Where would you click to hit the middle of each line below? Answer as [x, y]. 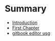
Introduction [25, 22]
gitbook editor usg [31, 33]
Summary [25, 9]
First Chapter [26, 27]
